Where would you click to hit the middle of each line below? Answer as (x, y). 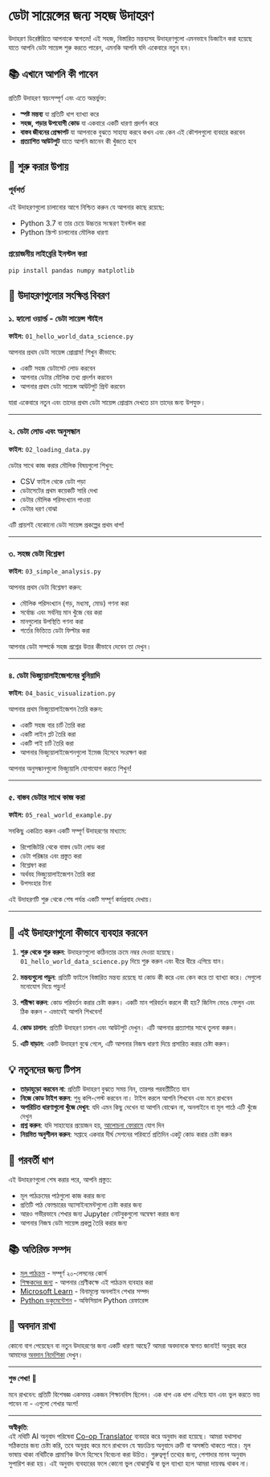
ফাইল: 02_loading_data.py (49, 449)
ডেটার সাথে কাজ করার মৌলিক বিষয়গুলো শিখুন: (61, 465)
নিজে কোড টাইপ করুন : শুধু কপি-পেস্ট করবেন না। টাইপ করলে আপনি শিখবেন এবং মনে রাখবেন (126, 1098)
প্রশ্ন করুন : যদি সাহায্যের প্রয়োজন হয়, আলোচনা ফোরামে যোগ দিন (92, 1125)
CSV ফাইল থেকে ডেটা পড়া (53, 481)
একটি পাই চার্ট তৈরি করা (47, 743)
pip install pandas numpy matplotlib (72, 271)
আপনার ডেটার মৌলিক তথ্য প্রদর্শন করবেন (66, 378)
